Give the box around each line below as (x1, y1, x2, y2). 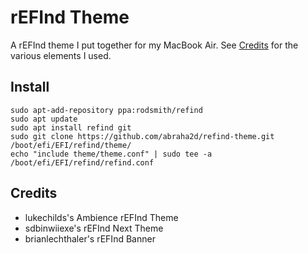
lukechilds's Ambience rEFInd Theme (24, 211, 179, 223)
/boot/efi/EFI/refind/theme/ (10, 140, 132, 150)
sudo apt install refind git (10, 122, 132, 133)
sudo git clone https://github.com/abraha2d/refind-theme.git (10, 131, 275, 141)
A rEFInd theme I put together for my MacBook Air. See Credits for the (10, 39, 299, 51)
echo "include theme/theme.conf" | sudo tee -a (10, 149, 213, 159)
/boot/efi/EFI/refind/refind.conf (10, 157, 155, 168)
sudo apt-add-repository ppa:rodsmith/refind (10, 105, 203, 115)
